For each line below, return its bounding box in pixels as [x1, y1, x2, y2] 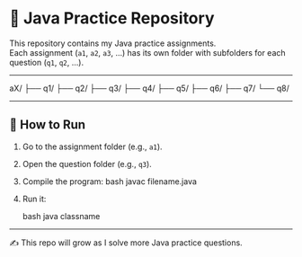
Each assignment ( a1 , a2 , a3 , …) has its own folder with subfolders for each [9, 47, 286, 58]
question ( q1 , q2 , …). [9, 57, 84, 67]
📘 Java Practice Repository [9, 8, 215, 29]
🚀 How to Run [9, 117, 86, 133]
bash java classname [22, 210, 101, 221]
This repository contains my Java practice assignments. [9, 38, 217, 49]
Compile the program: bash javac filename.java [22, 175, 198, 187]
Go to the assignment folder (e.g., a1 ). [22, 141, 164, 152]
